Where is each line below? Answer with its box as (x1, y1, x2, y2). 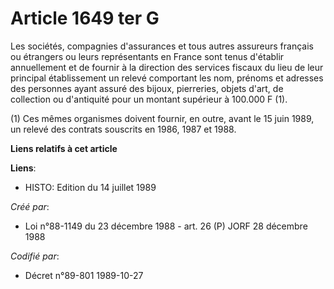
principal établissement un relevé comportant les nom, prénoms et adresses (10, 72, 324, 84)
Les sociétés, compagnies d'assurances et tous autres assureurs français (10, 40, 314, 52)
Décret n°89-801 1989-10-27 (24, 269, 144, 281)
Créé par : (10, 200, 50, 212)
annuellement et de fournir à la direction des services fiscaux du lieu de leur (10, 61, 324, 73)
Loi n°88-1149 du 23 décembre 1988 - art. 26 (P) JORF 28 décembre (24, 220, 308, 232)
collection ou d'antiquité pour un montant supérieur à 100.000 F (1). (10, 93, 288, 105)
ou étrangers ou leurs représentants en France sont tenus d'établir (10, 50, 285, 62)
